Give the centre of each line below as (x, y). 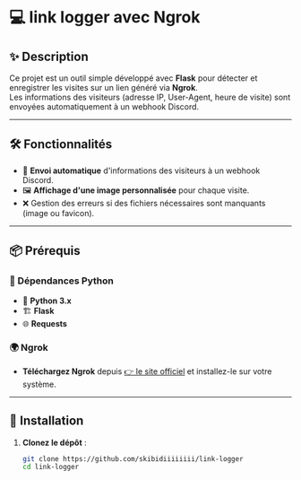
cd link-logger (51, 467)
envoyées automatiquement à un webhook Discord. (104, 107)
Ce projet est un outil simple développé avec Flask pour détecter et (133, 78)
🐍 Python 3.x (47, 301)
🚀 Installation (47, 421)
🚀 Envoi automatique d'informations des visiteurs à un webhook (141, 170)
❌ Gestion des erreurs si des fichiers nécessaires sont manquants (144, 203)
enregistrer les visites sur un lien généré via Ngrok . (104, 87)
